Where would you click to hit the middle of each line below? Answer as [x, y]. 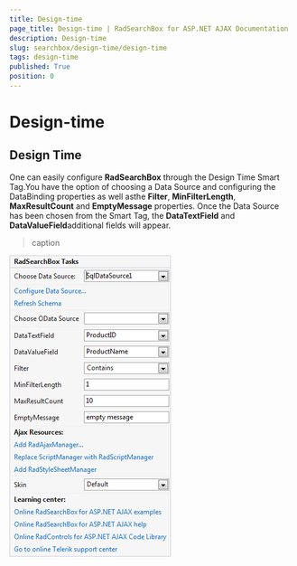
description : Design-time [58, 38]
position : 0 [32, 77]
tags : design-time [44, 57]
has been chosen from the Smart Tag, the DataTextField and [122, 215]
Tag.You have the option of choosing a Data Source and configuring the [143, 186]
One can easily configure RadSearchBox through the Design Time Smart [144, 177]
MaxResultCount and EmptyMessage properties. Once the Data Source [144, 206]
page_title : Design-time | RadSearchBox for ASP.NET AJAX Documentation [149, 28]
